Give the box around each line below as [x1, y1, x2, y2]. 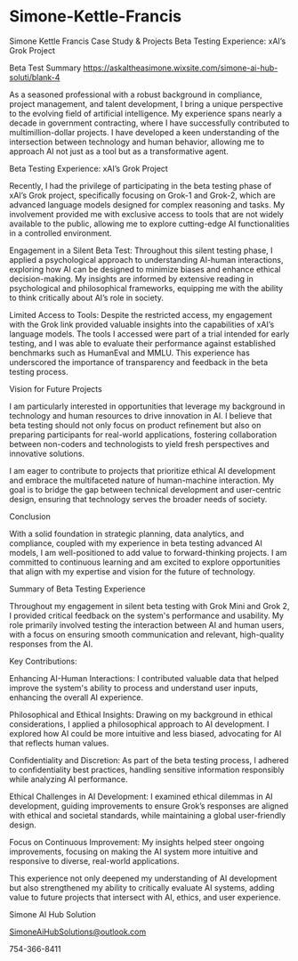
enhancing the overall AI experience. [9, 692, 144, 703]
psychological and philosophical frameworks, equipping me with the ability [9, 282, 283, 293]
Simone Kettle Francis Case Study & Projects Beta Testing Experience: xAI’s [9, 36, 286, 46]
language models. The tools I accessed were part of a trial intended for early [9, 328, 290, 339]
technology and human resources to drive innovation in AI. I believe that [9, 410, 273, 420]
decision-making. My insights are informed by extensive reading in [9, 273, 254, 284]
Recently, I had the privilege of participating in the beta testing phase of [9, 180, 272, 191]
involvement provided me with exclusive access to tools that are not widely [9, 208, 285, 219]
